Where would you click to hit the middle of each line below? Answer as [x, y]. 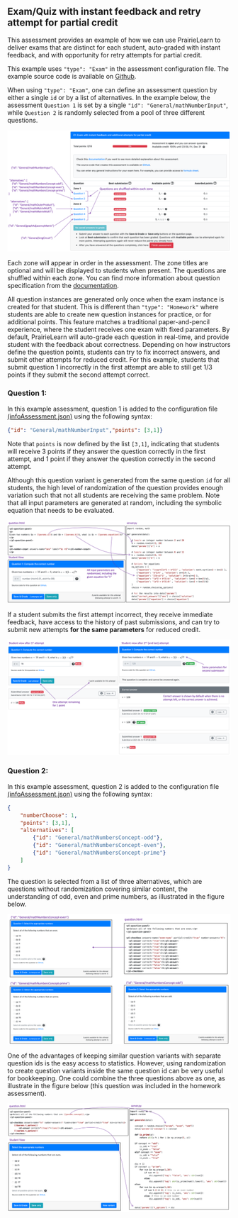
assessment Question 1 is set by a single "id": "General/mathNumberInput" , [118, 105]
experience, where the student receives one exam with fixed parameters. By [119, 330]
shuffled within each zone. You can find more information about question [114, 278]
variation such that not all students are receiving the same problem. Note [114, 495]
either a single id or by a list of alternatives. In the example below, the [109, 97]
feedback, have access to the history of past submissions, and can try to [113, 622]
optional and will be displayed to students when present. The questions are [117, 271]
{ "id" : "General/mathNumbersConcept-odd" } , [98, 838]
